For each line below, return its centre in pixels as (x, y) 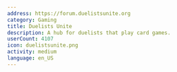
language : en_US (30, 58)
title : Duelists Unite (40, 26)
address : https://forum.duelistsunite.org (69, 13)
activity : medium (32, 52)
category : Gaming (32, 20)
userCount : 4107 (30, 39)
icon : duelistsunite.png (43, 45)
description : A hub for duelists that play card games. (89, 33)
